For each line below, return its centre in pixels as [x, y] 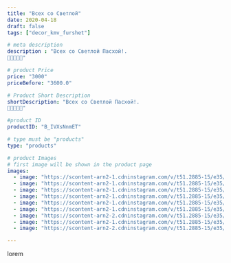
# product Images [32, 158]
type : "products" [32, 146]
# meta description [35, 45]
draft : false [26, 26]
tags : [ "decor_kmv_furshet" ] [49, 33]
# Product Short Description [49, 95]
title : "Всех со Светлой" [44, 13]
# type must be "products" [46, 139]
